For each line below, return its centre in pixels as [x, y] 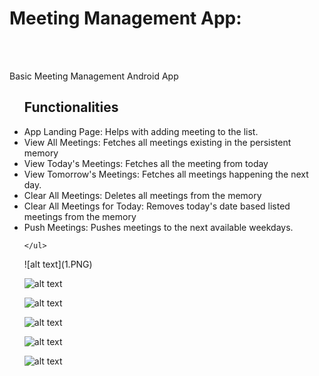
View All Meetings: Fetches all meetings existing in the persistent [157, 142]
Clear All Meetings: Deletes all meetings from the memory [142, 195]
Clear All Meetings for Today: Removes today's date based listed [157, 206]
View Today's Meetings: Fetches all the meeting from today [146, 163]
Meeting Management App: [125, 18]
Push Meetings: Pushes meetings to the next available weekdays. [158, 227]
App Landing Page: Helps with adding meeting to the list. [141, 131]
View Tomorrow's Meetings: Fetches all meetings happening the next [166, 174]
